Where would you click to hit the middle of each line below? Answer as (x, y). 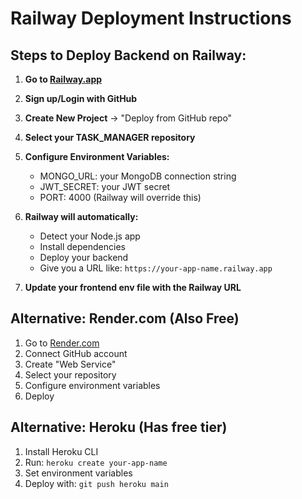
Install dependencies (82, 246)
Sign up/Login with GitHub (81, 98)
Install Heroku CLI (61, 451)
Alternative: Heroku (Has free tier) (119, 427)
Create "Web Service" (70, 364)
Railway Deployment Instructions (151, 18)
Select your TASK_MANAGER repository (110, 137)
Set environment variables (78, 473)
